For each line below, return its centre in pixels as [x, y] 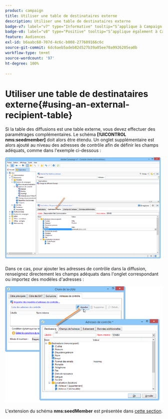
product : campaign [24, 11]
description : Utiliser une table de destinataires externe [68, 21]
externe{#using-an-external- [67, 105]
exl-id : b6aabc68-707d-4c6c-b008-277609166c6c [54, 43]
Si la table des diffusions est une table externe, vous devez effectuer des [80, 129]
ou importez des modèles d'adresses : [44, 279]
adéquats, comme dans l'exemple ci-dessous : [53, 151]
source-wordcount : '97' [30, 58]
